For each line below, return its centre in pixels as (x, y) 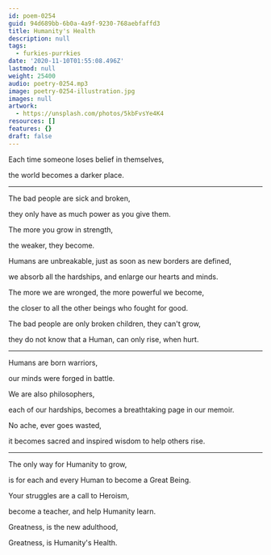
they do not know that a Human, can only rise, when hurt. (104, 339)
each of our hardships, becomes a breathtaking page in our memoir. (121, 409)
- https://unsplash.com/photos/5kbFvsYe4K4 (90, 114)
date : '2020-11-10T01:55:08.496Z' (67, 61)
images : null (30, 99)
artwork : (23, 106)
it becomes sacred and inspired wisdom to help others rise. (107, 441)
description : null (39, 38)
